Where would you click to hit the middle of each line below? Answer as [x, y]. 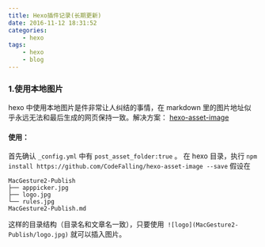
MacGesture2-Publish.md [47, 209]
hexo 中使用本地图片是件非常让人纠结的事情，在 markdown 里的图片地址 [127, 108]
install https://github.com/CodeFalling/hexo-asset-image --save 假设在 [129, 166]
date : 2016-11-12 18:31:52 [53, 23]
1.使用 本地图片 [36, 89]
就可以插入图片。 [98, 234]
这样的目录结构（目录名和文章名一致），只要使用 [86, 224]
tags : [17, 45]
